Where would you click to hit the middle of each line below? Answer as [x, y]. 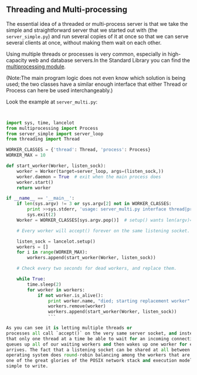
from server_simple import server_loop [55, 134]
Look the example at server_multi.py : [52, 102]
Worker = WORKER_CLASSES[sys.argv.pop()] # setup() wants [90, 220]
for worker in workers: [56, 290]
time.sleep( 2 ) [44, 284]
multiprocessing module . [36, 66]
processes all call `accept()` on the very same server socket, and [91, 333]
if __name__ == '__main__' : [40, 198]
